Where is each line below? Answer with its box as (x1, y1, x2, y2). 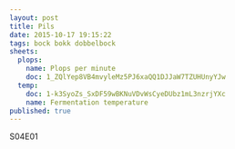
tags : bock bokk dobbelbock (9, 38, 117, 48)
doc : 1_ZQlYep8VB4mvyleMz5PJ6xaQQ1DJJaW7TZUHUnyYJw (26, 73, 226, 82)
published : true (9, 106, 71, 115)
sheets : (9, 47, 39, 56)
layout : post (9, 13, 59, 23)
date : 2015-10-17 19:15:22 (9, 30, 112, 39)
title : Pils (9, 22, 55, 31)
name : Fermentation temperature (26, 97, 148, 107)
